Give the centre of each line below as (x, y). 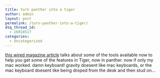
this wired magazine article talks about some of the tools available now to (79, 55)
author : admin (20, 14)
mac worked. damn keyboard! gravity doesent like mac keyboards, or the (79, 65)
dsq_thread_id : (20, 28)
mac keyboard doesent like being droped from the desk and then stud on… (80, 70)
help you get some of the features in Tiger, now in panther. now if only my (79, 60)
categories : (17, 37)
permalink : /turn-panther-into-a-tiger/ (47, 23)
